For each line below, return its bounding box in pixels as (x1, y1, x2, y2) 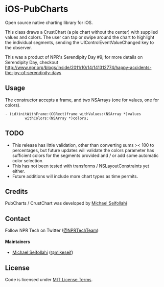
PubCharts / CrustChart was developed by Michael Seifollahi (5, 200, 127, 206)
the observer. (5, 44, 32, 50)
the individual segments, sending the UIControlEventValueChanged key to (5, 39, 154, 45)
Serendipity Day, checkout (5, 59, 59, 65)
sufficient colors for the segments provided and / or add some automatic (12, 153, 159, 158)
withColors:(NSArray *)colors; (24, 116, 89, 121)
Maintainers (5, 239, 30, 244)
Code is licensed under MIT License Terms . (5, 277, 93, 283)
